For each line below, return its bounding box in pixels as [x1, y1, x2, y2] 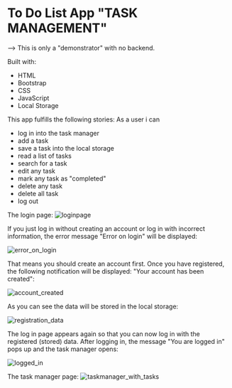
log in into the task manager [17, 129, 99, 137]
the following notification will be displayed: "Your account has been [7, 266, 204, 275]
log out [17, 197, 39, 205]
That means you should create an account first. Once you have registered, [7, 259, 225, 268]
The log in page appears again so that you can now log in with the [7, 329, 200, 338]
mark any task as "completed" [17, 174, 106, 183]
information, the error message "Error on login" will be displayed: [7, 232, 197, 240]
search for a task [17, 158, 67, 168]
